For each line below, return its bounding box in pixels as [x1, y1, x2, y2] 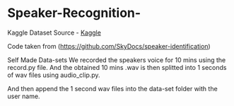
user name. [7, 92, 40, 100]
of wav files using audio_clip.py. [7, 71, 100, 79]
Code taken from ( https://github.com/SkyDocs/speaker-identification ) [7, 42, 211, 50]
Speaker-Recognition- [7, 5, 141, 21]
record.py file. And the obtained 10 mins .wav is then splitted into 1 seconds [7, 63, 227, 71]
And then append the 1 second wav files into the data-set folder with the [7, 84, 218, 93]
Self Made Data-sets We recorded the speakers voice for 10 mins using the [7, 55, 226, 64]
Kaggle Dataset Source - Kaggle [7, 28, 101, 37]
